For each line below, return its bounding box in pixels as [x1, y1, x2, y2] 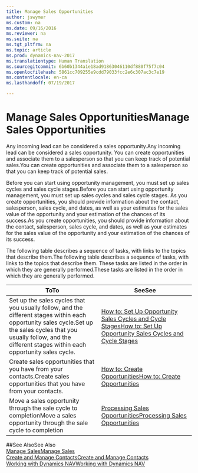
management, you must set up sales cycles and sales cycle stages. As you [6, 191, 187, 198]
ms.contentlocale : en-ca [6, 74, 67, 80]
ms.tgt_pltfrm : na [6, 42, 51, 48]
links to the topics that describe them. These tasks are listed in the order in [6, 259, 187, 266]
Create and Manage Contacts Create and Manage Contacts [6, 454, 149, 461]
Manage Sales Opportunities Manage [6, 110, 190, 124]
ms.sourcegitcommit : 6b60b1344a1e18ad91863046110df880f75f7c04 [6, 63, 165, 70]
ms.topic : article [6, 47, 51, 53]
